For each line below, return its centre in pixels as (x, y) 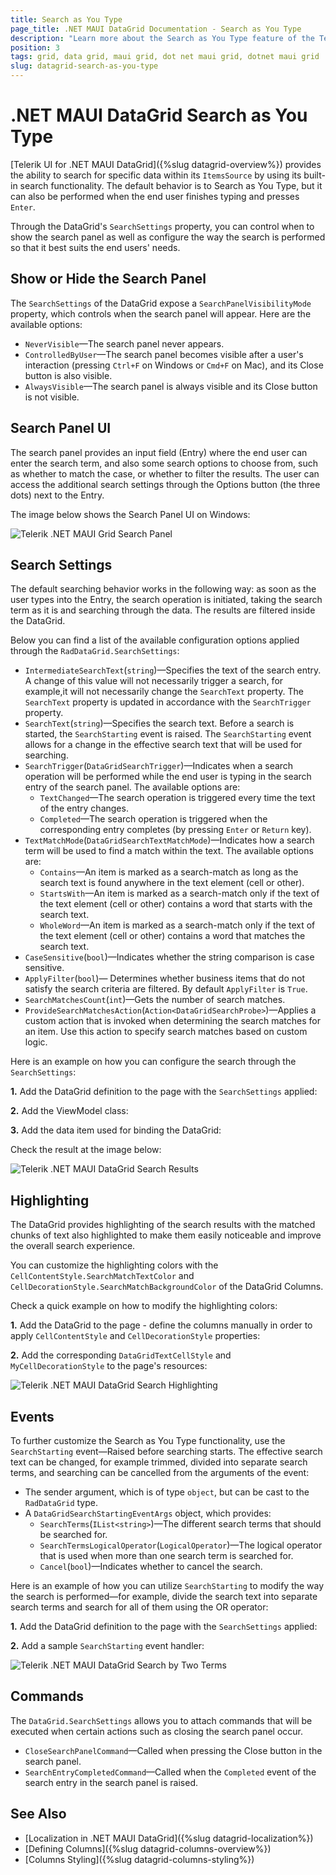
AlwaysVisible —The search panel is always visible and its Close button (171, 386)
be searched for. (73, 1534)
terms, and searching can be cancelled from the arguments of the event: (160, 1472)
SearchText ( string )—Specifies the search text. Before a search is (159, 723)
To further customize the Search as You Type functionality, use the (148, 1440)
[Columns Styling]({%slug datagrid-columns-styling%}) (139, 1859)
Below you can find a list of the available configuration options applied (155, 640)
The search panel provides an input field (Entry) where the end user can (159, 452)
